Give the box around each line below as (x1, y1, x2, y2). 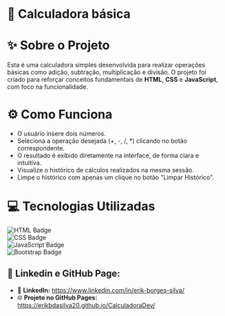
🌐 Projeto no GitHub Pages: (17, 293, 98, 302)
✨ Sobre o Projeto (7, 38, 110, 54)
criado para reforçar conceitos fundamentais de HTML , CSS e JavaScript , (7, 76, 218, 84)
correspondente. (17, 144, 65, 153)
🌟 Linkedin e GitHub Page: (7, 268, 120, 280)
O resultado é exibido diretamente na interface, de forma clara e (17, 151, 200, 160)
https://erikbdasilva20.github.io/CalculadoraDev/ (17, 301, 156, 309)
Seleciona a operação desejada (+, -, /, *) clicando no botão (17, 137, 188, 145)
